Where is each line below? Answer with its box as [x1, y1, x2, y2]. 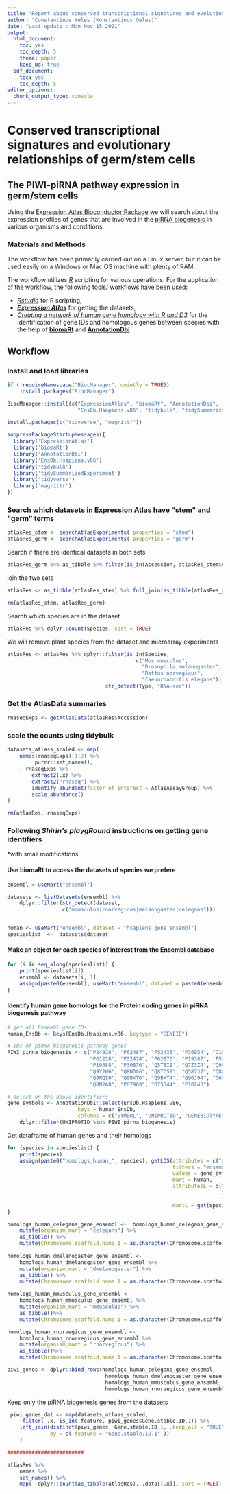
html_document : [13, 36, 57, 43]
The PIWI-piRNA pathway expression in [7, 179, 179, 191]
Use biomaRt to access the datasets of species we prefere [7, 866, 176, 874]
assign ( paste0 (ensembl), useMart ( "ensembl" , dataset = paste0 [19, 980, 201, 987]
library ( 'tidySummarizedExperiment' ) [13, 469, 121, 477]
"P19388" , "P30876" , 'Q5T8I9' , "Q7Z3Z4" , [90, 1062, 210, 1069]
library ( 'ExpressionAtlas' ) [13, 438, 94, 445]
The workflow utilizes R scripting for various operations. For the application [7, 276, 219, 284]
